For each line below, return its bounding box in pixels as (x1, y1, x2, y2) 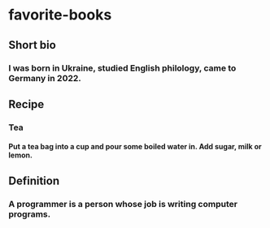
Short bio (8, 38, 57, 52)
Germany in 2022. (8, 72, 81, 84)
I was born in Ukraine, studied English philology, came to (8, 62, 237, 74)
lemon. (8, 150, 33, 160)
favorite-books (8, 6, 112, 24)
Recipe (8, 97, 45, 111)
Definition (8, 174, 59, 187)
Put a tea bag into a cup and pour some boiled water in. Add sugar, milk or (8, 142, 262, 152)
